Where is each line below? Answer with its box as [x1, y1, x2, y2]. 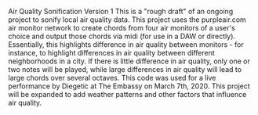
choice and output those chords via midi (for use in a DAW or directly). [8, 31, 236, 41]
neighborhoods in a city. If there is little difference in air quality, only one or [8, 56, 251, 66]
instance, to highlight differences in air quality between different [8, 49, 215, 57]
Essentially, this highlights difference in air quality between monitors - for [8, 40, 245, 49]
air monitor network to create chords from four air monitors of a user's [8, 23, 235, 32]
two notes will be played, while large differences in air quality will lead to [8, 65, 242, 74]
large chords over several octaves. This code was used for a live [8, 74, 216, 82]
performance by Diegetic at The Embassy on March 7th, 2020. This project [8, 81, 251, 91]
